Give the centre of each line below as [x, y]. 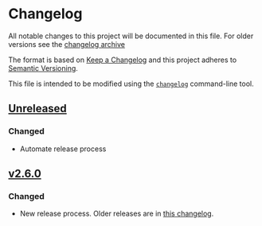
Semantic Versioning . [43, 68]
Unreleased [38, 109]
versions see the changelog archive [67, 44]
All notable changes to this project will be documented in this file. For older [131, 36]
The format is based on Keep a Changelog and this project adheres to [123, 60]
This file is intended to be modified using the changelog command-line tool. [131, 84]
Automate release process [63, 149]
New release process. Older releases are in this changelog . [117, 214]
